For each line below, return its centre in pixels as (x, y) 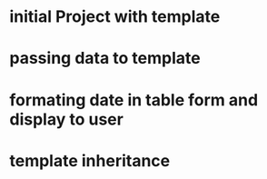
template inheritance (90, 160)
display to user (67, 119)
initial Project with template (115, 17)
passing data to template (105, 59)
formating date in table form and (134, 99)
